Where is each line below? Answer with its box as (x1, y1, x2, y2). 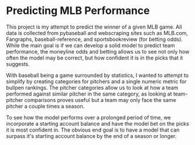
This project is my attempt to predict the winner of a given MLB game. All (6, 23, 183, 30)
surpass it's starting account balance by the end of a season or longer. (6, 132, 177, 139)
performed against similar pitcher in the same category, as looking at (6, 90, 172, 97)
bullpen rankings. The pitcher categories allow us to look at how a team (6, 84, 179, 91)
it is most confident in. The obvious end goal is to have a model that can (6, 126, 180, 133)
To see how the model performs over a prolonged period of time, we (6, 114, 171, 121)
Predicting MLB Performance (6, 4, 150, 17)
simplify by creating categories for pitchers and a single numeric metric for (6, 77, 187, 85)
